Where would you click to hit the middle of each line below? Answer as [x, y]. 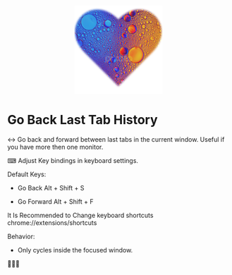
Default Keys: [27, 174]
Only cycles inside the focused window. [75, 250]
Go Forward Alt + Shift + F [55, 201]
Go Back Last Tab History [83, 120]
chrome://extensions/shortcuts [52, 222]
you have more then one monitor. [55, 147]
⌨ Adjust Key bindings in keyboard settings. [73, 160]
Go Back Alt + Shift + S [51, 188]
